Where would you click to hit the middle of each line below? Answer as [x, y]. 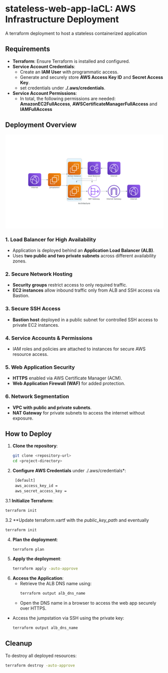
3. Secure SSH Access [33, 309]
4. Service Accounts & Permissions [49, 338]
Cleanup [19, 644]
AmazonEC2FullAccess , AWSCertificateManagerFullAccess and [89, 104]
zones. [19, 261]
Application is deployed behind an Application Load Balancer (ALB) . [83, 250]
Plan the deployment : [35, 540]
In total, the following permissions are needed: [68, 98]
